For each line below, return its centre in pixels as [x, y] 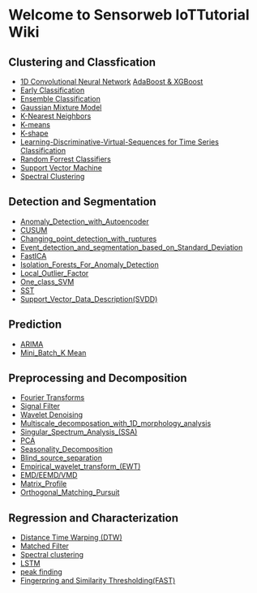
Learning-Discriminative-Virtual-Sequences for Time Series [119, 142]
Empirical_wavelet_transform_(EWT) [80, 466]
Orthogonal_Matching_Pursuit [70, 492]
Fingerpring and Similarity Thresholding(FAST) [98, 581]
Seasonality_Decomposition [66, 449]
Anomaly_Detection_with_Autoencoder [84, 221]
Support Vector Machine [61, 168]
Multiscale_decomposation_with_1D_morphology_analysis [116, 423]
